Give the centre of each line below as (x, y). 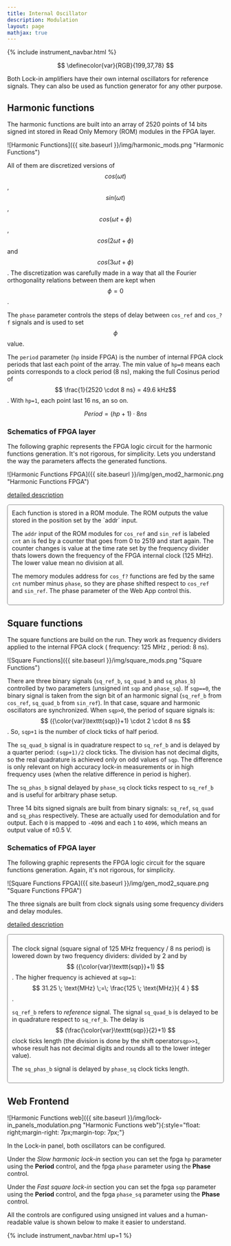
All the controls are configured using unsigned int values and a (96, 1215)
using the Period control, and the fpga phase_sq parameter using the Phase (113, 1194)
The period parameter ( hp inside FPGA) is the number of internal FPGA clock (115, 357)
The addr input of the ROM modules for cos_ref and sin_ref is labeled (111, 534)
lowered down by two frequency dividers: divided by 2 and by (100, 956)
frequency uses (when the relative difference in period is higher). (99, 775)
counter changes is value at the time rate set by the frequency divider (111, 548)
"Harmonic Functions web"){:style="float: (141, 1125)
